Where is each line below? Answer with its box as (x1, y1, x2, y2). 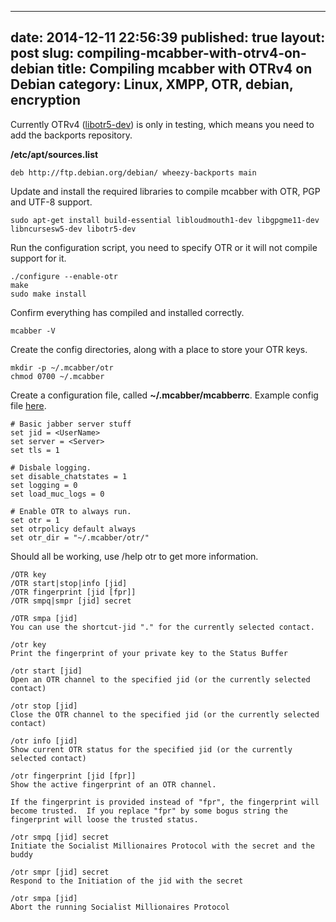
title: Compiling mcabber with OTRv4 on (56, 61, 313, 78)
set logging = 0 (10, 480, 78, 490)
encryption (10, 92, 82, 109)
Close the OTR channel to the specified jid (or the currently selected (10, 709, 320, 720)
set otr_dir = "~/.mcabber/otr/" (10, 532, 150, 543)
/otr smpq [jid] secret (10, 832, 110, 842)
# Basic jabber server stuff (10, 419, 132, 429)
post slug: (10, 45, 75, 62)
